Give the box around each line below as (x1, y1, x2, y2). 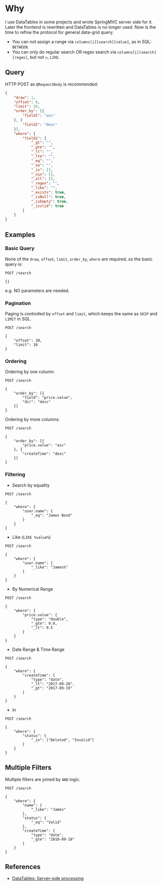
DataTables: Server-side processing (12, 875, 84, 882)
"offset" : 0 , (14, 100, 40, 104)
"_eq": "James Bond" (31, 513, 73, 518)
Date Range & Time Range (12, 647, 65, 652)
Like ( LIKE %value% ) (12, 534, 51, 540)
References (5, 863, 41, 871)
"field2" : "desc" (22, 122, 57, 127)
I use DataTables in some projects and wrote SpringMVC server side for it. (5, 19, 153, 25)
